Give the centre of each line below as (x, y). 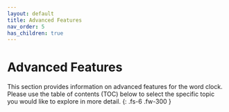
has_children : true (35, 33)
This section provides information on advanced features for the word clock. (115, 87)
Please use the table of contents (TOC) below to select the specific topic (111, 94)
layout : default (31, 14)
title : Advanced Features (44, 20)
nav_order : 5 (26, 26)
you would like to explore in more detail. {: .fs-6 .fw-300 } (90, 102)
